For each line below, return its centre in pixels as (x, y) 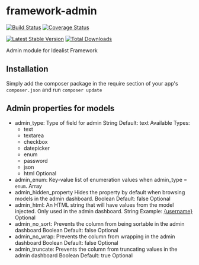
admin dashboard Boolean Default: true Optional (74, 255)
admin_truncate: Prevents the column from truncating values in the (96, 249)
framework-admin (52, 11)
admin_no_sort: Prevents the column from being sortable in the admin (99, 223)
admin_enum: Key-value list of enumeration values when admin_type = (101, 179)
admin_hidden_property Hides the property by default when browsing (100, 192)
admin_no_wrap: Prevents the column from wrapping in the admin (95, 236)
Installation (27, 69)
